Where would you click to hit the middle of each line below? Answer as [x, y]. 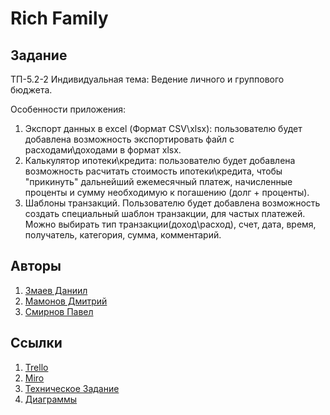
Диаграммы [51, 399]
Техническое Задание [72, 388]
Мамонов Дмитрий [66, 301]
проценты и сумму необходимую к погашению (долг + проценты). [167, 192]
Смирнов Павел [59, 311]
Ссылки [36, 343]
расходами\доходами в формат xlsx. [103, 150]
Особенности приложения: [68, 109]
